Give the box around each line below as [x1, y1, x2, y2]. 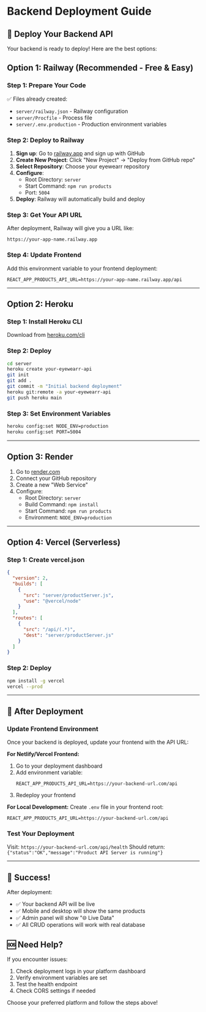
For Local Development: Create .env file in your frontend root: [7, 803, 164, 811]
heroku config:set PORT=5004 [7, 428, 81, 435]
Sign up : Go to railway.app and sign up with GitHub [15, 149, 145, 157]
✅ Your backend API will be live [15, 900, 95, 908]
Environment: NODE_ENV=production [24, 514, 112, 521]
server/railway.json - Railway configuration [15, 107, 128, 115]
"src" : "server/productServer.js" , [23, 592, 114, 598]
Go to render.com [15, 468, 61, 475]
